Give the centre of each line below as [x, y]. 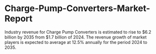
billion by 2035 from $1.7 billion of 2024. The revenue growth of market [76, 37]
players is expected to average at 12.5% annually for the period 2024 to [76, 42]
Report [18, 19]
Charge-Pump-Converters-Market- [78, 8]
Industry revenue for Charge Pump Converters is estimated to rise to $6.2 [78, 32]
